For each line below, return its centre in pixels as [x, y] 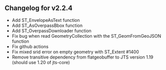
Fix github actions [30, 46]
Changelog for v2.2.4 [39, 8]
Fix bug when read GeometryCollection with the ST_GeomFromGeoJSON [86, 36]
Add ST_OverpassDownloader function [51, 31]
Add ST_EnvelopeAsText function [46, 20]
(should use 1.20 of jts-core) [41, 62]
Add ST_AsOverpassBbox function [47, 25]
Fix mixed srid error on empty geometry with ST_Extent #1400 [76, 52]
